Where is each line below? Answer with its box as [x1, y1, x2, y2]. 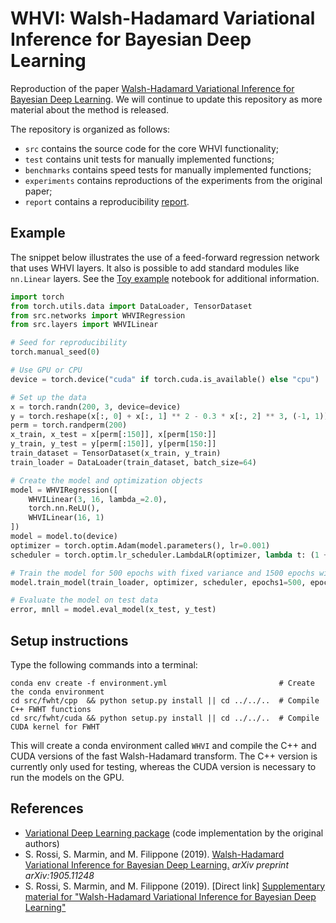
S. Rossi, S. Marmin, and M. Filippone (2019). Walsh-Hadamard [24, 848, 285, 860]
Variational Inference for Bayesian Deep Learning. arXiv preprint [24, 858, 289, 871]
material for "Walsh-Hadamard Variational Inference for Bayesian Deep [24, 890, 317, 902]
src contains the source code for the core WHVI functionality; [24, 142, 279, 154]
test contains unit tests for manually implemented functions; [24, 153, 275, 165]
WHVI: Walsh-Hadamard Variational [10, 7, 316, 30]
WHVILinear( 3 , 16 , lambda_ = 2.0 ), [28, 494, 168, 504]
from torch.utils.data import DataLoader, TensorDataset [10, 301, 253, 311]
